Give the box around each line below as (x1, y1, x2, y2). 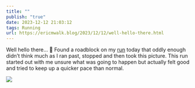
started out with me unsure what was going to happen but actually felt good (6, 59, 190, 66)
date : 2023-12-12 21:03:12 (6, 19, 72, 25)
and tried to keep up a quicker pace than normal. (6, 65, 125, 72)
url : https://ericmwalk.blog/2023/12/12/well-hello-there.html (6, 30, 164, 36)
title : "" (6, 8, 31, 15)
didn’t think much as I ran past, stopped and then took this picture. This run (6, 52, 188, 59)
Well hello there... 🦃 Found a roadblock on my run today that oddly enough (6, 46, 186, 53)
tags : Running (6, 24, 41, 31)
